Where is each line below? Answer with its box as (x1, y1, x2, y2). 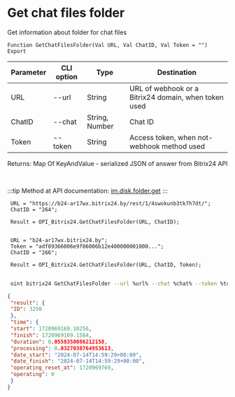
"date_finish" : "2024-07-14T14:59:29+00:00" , (10, 358, 145, 365)
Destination (157, 67, 197, 77)
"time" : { (10, 319, 39, 326)
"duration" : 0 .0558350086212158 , (10, 338, 108, 345)
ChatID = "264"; (10, 206, 58, 213)
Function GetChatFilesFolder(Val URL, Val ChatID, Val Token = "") (7, 41, 208, 48)
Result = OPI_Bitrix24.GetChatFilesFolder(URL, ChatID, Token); (10, 261, 201, 268)
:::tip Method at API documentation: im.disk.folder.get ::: (7, 186, 168, 195)
